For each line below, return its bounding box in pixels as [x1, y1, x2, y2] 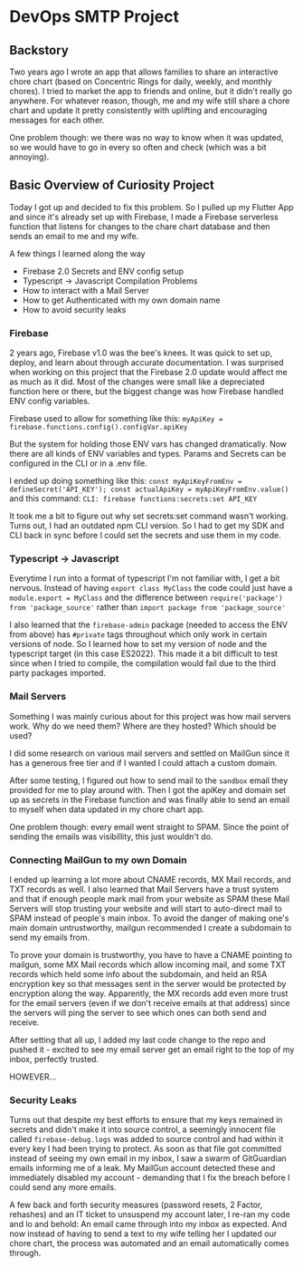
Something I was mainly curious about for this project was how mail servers [9, 711, 291, 721]
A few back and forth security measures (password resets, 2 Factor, [9, 1199, 263, 1211]
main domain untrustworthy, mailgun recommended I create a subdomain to [9, 923, 292, 933]
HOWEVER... [9, 1071, 57, 1082]
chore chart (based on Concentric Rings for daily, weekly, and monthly [9, 76, 273, 87]
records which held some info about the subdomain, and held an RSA [9, 969, 268, 980]
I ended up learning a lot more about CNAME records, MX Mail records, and [9, 875, 291, 885]
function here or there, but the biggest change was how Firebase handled [9, 386, 284, 397]
